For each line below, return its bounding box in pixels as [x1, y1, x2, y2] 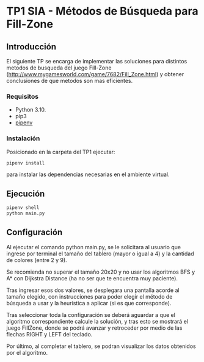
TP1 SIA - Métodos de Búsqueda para [6, 4, 199, 18]
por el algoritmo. [6, 349, 48, 356]
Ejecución [6, 188, 45, 199]
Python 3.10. [15, 106, 46, 113]
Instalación [6, 134, 40, 143]
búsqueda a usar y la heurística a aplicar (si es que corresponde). [6, 299, 172, 307]
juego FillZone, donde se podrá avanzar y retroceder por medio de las [6, 324, 183, 332]
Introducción [6, 41, 57, 52]
